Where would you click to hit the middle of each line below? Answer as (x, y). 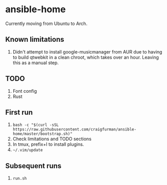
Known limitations (35, 39)
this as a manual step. (35, 63)
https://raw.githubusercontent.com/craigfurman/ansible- (75, 129)
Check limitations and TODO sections (52, 139)
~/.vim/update (28, 150)
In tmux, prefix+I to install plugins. (48, 144)
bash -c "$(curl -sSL (35, 125)
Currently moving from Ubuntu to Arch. (46, 23)
